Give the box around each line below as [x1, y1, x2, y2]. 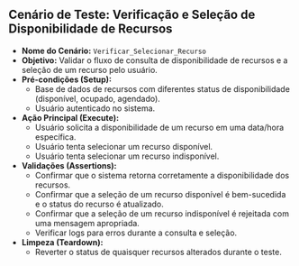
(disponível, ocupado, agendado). [34, 93, 161, 104]
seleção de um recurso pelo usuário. [21, 64, 159, 75]
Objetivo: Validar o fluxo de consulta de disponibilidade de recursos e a [21, 54, 288, 66]
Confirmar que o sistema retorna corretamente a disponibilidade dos [34, 170, 290, 180]
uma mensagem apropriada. [34, 217, 140, 228]
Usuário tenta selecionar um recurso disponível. [34, 141, 213, 151]
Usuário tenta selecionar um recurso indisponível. [34, 151, 220, 161]
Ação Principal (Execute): [21, 112, 119, 123]
